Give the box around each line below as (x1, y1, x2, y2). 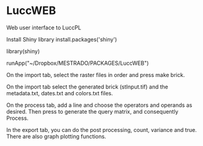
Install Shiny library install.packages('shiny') (6, 35, 117, 43)
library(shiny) (6, 47, 40, 55)
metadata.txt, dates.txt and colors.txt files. (6, 89, 113, 97)
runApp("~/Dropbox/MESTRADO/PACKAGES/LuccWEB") (6, 59, 149, 67)
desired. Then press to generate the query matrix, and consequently (6, 108, 179, 115)
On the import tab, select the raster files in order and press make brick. (6, 71, 185, 78)
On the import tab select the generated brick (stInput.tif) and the (6, 83, 168, 90)
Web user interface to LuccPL (6, 24, 81, 31)
